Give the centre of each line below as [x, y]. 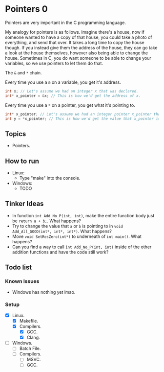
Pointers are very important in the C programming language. [65, 23]
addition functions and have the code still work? [60, 252]
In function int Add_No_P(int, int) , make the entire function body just [83, 215]
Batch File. [30, 349]
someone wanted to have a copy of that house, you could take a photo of [79, 37]
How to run [22, 161]
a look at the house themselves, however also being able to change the [76, 53]
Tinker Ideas [24, 204]
